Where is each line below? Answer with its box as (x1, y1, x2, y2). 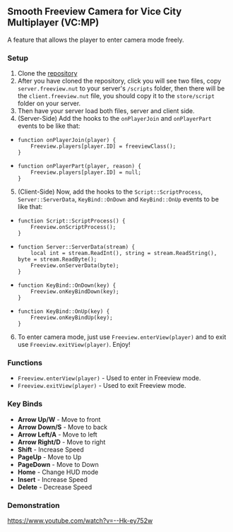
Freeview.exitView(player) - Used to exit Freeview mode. (17, 382, 186, 390)
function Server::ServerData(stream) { (17, 244, 136, 251)
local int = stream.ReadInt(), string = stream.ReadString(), (30, 250, 217, 257)
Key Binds (7, 399, 43, 409)
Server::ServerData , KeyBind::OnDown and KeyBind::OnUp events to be (17, 195, 219, 203)
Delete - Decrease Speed (17, 483, 92, 491)
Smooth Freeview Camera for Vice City (7, 6, 182, 18)
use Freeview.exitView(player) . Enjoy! (17, 341, 131, 349)
